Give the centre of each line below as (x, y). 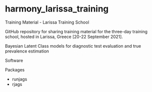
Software (14, 60)
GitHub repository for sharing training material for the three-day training (76, 31)
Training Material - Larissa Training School (47, 22)
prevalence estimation (27, 51)
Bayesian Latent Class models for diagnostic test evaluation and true (73, 46)
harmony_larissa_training (57, 9)
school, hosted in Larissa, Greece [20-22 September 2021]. (64, 37)
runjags (20, 79)
